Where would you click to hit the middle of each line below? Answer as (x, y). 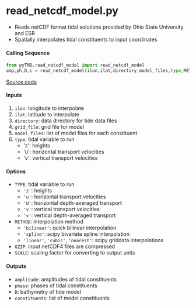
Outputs (16, 266)
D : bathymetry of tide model (48, 291)
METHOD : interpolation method (49, 222)
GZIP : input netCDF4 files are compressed (65, 246)
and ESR (24, 33)
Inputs (14, 95)
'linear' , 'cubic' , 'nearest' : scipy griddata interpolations (93, 240)
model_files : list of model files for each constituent (76, 133)
